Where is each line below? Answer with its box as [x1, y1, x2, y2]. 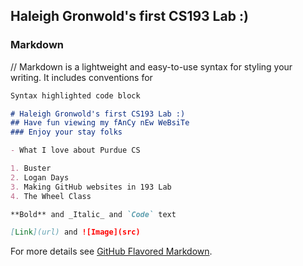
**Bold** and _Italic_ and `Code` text [10, 209, 177, 219]
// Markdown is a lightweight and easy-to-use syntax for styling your [10, 60, 293, 73]
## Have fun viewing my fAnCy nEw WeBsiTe [10, 118, 190, 128]
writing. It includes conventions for [10, 71, 153, 83]
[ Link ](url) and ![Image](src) [10, 227, 141, 238]
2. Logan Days [10, 172, 70, 183]
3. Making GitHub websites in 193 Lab [10, 182, 172, 192]
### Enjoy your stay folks [10, 127, 123, 138]
